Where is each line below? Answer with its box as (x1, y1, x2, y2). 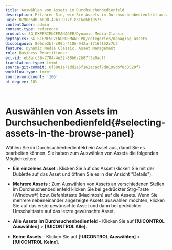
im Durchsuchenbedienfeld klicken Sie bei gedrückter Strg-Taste (12, 186, 149, 193)
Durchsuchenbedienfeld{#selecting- (5, 117, 166, 128)
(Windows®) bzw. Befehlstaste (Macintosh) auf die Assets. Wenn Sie (12, 191, 158, 198)
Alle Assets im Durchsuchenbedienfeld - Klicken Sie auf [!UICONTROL (12, 218, 165, 224)
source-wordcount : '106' (5, 74, 58, 80)
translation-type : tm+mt (5, 60, 58, 65)
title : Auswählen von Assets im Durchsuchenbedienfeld (5, 7, 125, 13)
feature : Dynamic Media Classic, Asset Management (5, 46, 116, 51)
